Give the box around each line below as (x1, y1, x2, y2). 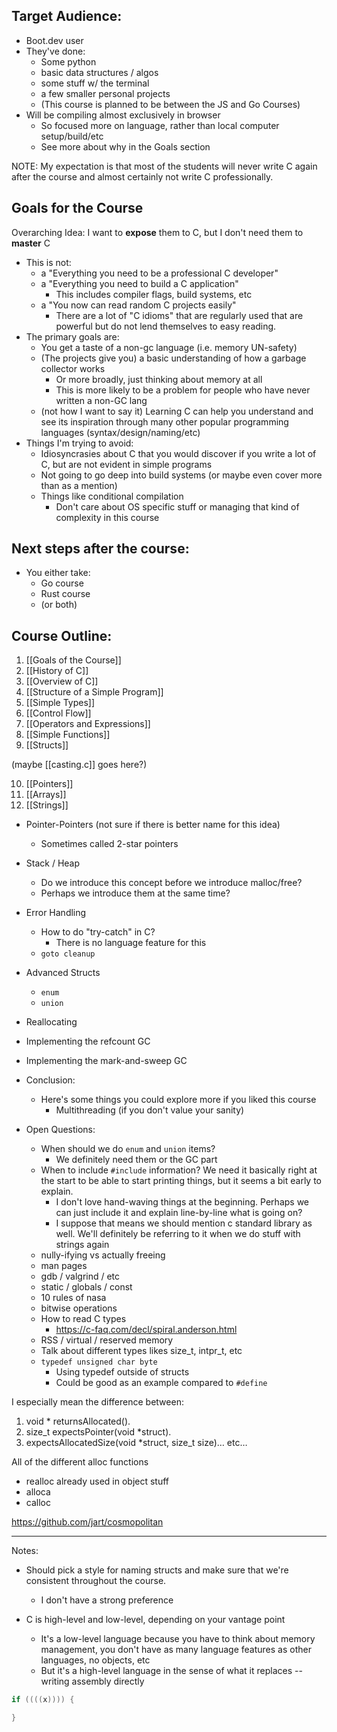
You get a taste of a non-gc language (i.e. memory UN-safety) (40, 341, 298, 353)
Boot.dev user (25, 34, 84, 46)
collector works (40, 362, 106, 374)
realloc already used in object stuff (25, 1475, 170, 1488)
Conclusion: (25, 1074, 76, 1086)
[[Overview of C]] (25, 675, 99, 688)
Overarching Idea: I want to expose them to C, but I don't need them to (11, 226, 304, 238)
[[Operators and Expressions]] (25, 718, 151, 730)
